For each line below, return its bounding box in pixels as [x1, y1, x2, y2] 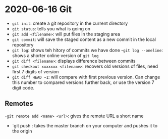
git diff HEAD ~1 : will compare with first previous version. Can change [12, 74, 160, 80]
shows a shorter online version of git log [12, 52, 99, 59]
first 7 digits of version [12, 68, 59, 74]
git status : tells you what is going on [12, 25, 90, 31]
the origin [12, 128, 32, 134]
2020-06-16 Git [5, 4, 72, 15]
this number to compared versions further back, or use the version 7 [12, 79, 154, 85]
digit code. [12, 84, 35, 90]
